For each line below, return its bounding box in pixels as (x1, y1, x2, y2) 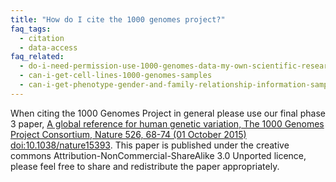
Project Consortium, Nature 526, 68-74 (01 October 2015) (10, 128, 247, 140)
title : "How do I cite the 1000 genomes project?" (10, 14, 226, 25)
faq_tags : (10, 24, 52, 34)
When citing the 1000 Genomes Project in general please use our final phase (10, 107, 326, 119)
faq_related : (10, 52, 65, 62)
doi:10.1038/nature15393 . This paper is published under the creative (10, 139, 290, 151)
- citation (19, 33, 65, 43)
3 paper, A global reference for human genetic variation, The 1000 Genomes (10, 117, 325, 130)
